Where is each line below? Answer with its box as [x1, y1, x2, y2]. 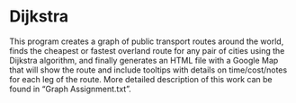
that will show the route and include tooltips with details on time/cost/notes [9, 64, 288, 75]
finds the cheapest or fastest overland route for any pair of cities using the [9, 45, 285, 56]
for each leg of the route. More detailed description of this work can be [9, 73, 273, 84]
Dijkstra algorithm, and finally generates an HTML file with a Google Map [9, 55, 279, 65]
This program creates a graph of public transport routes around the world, [9, 36, 284, 47]
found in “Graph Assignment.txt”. [9, 83, 132, 94]
